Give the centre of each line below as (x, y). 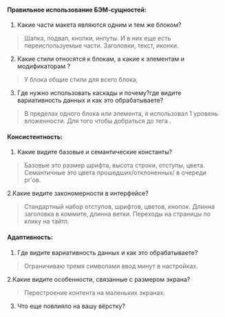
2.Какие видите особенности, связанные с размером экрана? (99, 279)
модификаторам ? (44, 66)
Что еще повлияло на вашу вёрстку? (71, 306)
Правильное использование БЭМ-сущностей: (77, 10)
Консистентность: (35, 136)
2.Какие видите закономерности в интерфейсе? (78, 194)
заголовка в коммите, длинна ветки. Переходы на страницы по (117, 214)
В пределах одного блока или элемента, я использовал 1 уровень (121, 114)
